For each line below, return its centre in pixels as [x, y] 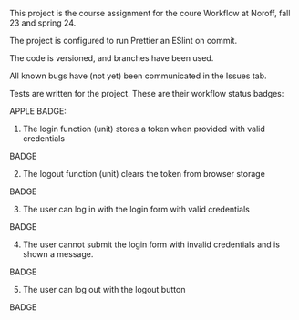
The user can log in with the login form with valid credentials [136, 209]
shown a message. [58, 254]
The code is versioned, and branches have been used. [112, 58]
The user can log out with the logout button [104, 289]
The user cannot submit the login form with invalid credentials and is [151, 244]
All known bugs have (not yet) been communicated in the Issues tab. [138, 76]
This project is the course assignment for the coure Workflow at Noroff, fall [150, 13]
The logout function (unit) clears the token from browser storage [144, 174]
